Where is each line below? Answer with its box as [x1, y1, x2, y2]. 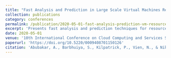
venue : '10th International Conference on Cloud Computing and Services [5, 36, 163, 41]
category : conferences [5, 17, 53, 22]
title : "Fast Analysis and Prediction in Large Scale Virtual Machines [5, 7, 160, 13]
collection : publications [5, 12, 60, 17]
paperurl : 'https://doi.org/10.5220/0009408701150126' [5, 40, 124, 45]
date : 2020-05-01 [5, 31, 42, 36]
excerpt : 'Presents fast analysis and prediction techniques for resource [5, 26, 167, 31]
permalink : [5, 21, 28, 27]
